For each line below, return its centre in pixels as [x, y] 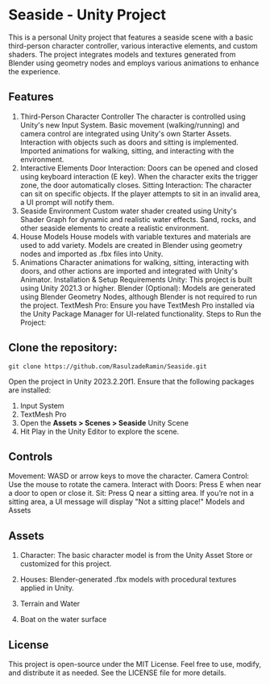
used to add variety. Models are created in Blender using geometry [131, 245]
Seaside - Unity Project [87, 15]
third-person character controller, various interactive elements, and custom [133, 45]
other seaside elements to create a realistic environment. [114, 228]
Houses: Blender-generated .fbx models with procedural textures [128, 580]
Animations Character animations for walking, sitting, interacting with [135, 262]
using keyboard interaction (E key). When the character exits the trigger [139, 176]
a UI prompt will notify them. [67, 202]
